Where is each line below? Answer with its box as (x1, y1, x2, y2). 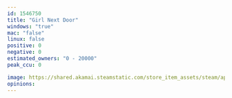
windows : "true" (7, 23, 54, 30)
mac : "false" (7, 29, 45, 37)
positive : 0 (7, 42, 41, 49)
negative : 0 (7, 49, 41, 56)
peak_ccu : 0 (7, 61, 41, 68)
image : (7, 74, 26, 81)
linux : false (7, 36, 45, 43)
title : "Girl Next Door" (7, 17, 79, 23)
